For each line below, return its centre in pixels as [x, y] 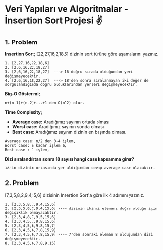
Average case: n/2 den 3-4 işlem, [41, 141]
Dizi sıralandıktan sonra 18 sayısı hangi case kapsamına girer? [70, 159]
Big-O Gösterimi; [23, 94]
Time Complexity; [24, 112]
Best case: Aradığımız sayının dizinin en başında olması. [69, 132]
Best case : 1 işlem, [27, 150]
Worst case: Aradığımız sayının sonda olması [58, 127]
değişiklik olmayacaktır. [32, 213]
